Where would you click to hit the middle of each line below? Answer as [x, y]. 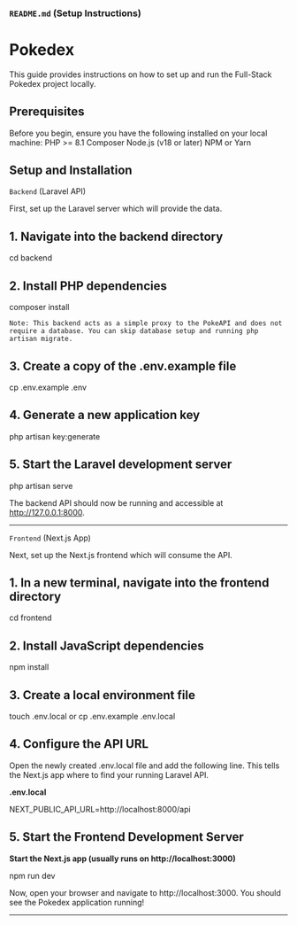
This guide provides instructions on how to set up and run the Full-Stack [141, 74]
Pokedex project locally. [53, 83]
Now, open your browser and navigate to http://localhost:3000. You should [145, 892]
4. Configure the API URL [79, 744]
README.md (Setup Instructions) [75, 13]
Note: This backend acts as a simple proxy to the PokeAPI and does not [146, 323]
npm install [29, 667]
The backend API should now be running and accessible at [116, 502]
